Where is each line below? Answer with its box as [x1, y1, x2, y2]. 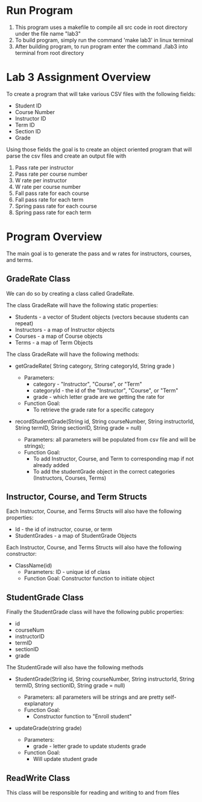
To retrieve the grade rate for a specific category [33, 406, 154, 413]
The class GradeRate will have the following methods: [6, 351, 140, 358]
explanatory [24, 700, 54, 707]
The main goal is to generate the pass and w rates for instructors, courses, [6, 250, 192, 257]
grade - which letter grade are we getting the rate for [33, 393, 165, 400]
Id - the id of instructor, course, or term [14, 526, 113, 533]
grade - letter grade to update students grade [33, 743, 147, 750]
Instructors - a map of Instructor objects [14, 326, 115, 333]
